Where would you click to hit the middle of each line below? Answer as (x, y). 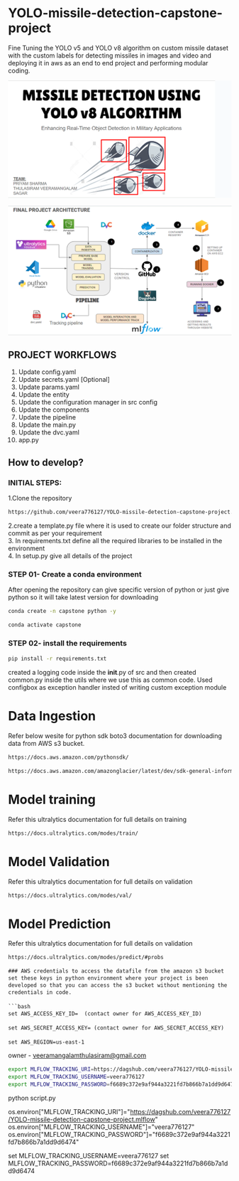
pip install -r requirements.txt (57, 659)
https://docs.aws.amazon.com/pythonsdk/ (69, 758)
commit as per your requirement (55, 533)
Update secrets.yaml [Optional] (64, 380)
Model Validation (59, 861)
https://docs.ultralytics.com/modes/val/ (70, 895)
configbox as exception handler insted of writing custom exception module (117, 688)
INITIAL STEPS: (35, 483)
